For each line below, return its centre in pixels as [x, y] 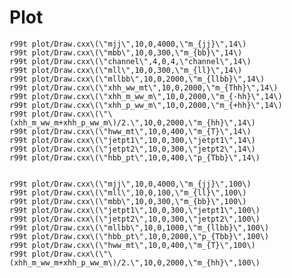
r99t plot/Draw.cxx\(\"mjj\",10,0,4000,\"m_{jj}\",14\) [128, 44]
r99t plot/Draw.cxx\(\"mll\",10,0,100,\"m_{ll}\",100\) [128, 192]
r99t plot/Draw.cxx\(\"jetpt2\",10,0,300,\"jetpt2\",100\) [135, 219]
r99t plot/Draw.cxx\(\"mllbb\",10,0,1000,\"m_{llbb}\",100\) [139, 227]
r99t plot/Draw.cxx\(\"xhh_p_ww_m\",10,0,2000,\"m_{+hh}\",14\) [146, 105]
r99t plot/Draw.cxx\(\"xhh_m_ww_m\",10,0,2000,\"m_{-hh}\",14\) [146, 96]
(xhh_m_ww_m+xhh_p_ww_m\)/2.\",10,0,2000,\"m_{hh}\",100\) [135, 262]
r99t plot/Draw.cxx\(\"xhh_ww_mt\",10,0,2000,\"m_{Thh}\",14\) [144, 87]
